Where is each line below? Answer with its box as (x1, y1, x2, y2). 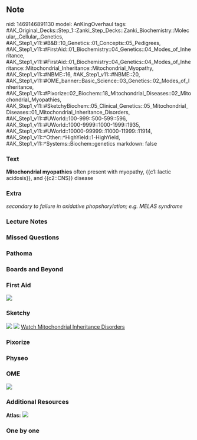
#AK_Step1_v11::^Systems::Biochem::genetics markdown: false (6, 140, 157, 147)
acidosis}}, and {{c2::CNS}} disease (6, 175, 94, 182)
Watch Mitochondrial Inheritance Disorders (20, 323, 125, 330)
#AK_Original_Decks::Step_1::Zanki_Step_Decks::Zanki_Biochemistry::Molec (6, 27, 190, 34)
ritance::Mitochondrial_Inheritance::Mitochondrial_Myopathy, (6, 65, 154, 72)
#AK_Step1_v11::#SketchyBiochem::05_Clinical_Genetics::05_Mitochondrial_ (6, 102, 189, 109)
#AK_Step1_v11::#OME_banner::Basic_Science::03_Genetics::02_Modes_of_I (6, 77, 190, 84)
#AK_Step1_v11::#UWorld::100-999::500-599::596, (6, 115, 127, 122)
